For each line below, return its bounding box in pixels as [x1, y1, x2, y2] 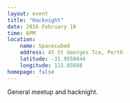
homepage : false [7, 68, 55, 75]
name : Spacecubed [20, 42, 71, 49]
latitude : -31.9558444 [20, 56, 86, 63]
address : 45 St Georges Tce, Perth [20, 49, 124, 56]
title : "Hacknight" [7, 17, 64, 24]
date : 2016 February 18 [7, 23, 77, 30]
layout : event [7, 10, 49, 17]
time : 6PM [7, 29, 36, 37]
